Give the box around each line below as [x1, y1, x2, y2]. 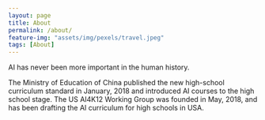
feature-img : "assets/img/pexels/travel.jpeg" [8, 33, 165, 42]
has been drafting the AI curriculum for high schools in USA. [8, 103, 204, 113]
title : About [8, 19, 51, 27]
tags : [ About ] [8, 41, 55, 49]
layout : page [8, 11, 51, 20]
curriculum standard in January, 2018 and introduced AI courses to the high [8, 86, 255, 96]
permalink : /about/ [8, 26, 73, 34]
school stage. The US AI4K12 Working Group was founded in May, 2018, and [8, 95, 258, 104]
